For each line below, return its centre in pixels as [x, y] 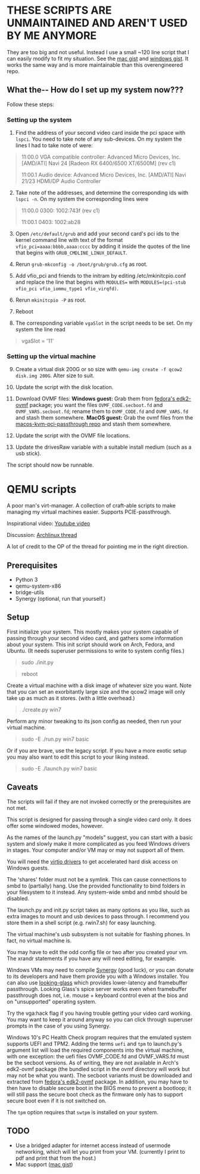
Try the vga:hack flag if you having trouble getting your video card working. [99, 1013]
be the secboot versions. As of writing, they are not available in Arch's [93, 1063]
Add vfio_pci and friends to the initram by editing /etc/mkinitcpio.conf [101, 276]
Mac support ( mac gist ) [44, 1164]
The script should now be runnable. [50, 465]
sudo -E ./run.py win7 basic [55, 739]
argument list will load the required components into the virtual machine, [96, 1050]
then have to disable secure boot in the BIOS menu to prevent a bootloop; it [99, 1088]
